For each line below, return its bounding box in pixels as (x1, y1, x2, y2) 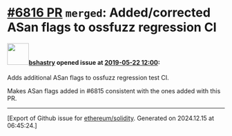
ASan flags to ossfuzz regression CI (7, 19, 217, 35)
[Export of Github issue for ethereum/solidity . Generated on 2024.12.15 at (7, 114, 215, 122)
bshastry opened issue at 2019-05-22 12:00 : (28, 58, 160, 66)
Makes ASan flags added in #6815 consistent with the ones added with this (7, 87, 221, 95)
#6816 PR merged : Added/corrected (7, 5, 211, 21)
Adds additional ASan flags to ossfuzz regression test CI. (7, 74, 169, 82)
